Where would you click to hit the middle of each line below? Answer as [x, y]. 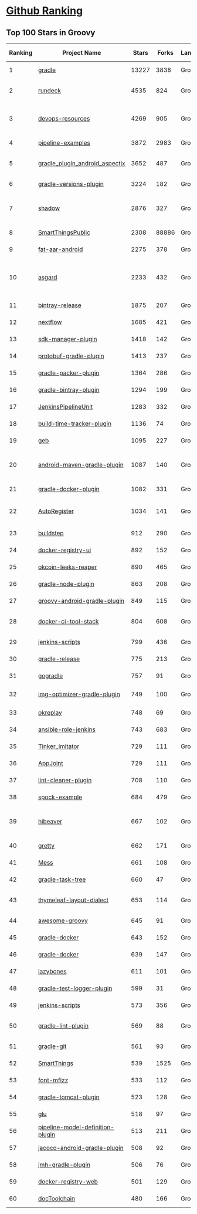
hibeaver [50, 821]
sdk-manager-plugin [68, 339]
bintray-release [60, 305]
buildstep [51, 533]
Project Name [82, 53]
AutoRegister [56, 511]
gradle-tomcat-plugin [69, 1097]
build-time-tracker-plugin [75, 423]
